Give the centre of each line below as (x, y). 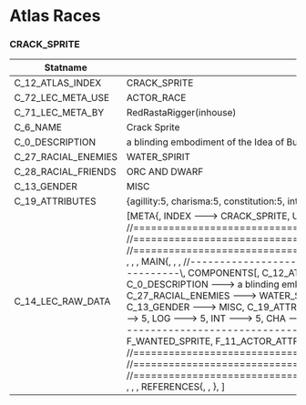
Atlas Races (55, 16)
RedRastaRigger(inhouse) (181, 113)
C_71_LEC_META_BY (59, 113)
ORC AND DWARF (165, 172)
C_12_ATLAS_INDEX (58, 83)
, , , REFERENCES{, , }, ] (176, 387)
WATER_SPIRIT (158, 157)
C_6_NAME (38, 127)
